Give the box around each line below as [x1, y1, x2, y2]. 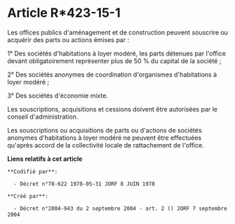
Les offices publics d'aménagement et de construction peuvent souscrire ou [7, 28, 228, 37]
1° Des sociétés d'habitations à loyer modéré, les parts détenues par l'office [7, 49, 227, 58]
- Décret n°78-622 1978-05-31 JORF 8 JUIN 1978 [13, 180, 156, 187]
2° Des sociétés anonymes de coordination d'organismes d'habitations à [7, 70, 217, 79]
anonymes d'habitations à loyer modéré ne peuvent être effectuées [7, 133, 202, 142]
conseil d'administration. [7, 112, 79, 121]
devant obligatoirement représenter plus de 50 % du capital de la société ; [7, 56, 222, 65]
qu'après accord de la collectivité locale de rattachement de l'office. [7, 140, 205, 149]
